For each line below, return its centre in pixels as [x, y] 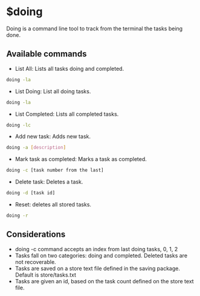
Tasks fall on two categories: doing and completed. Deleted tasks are [101, 255]
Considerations [36, 235]
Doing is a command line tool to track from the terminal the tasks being [95, 28]
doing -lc [19, 125]
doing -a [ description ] [36, 148]
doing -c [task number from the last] [55, 170]
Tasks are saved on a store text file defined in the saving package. [97, 268]
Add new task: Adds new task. [53, 136]
